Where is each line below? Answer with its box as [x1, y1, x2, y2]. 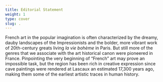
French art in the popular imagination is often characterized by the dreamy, [5, 35, 159, 41]
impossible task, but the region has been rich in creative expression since [5, 61, 156, 67]
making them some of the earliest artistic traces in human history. [5, 71, 140, 77]
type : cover [5, 16, 30, 21]
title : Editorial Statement [5, 7, 64, 12]
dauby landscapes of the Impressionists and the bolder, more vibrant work [5, 40, 158, 46]
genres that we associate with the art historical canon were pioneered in [5, 50, 153, 56]
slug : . [5, 21, 21, 26]
